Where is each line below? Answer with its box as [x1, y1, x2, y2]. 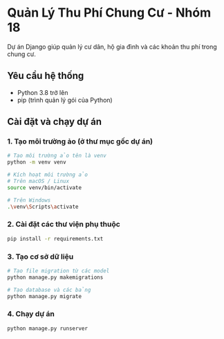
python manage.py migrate [7, 293, 82, 299]
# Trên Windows [7, 196, 51, 204]
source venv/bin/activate [7, 184, 82, 191]
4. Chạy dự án [7, 309, 55, 319]
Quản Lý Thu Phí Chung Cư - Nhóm [7, 5, 212, 21]
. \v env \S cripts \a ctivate [7, 203, 79, 210]
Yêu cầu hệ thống [7, 70, 84, 82]
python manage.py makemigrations [7, 274, 104, 281]
